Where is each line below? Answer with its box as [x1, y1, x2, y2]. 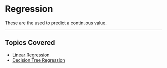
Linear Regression [12, 52, 50, 58]
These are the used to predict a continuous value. [5, 20, 107, 26]
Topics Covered [5, 38, 55, 47]
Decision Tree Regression [12, 57, 65, 63]
